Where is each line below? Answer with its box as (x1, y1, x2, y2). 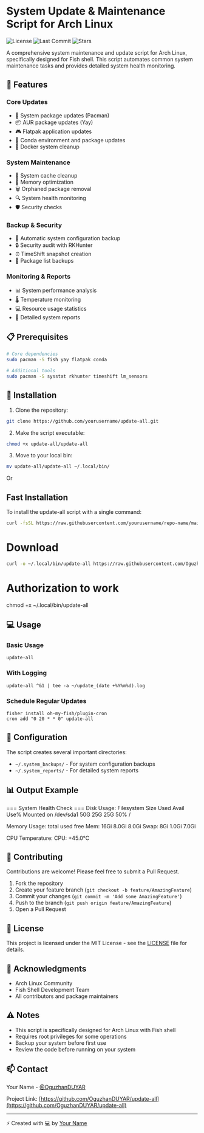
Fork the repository (15, 880, 64, 887)
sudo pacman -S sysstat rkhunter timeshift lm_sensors (6, 373, 148, 379)
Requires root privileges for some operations (15, 1033, 127, 1040)
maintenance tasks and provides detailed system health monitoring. (6, 62, 176, 69)
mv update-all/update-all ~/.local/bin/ (6, 463, 110, 469)
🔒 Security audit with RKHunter (15, 241, 93, 249)
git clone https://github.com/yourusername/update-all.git (6, 418, 159, 424)
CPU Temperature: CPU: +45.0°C (6, 834, 90, 842)
